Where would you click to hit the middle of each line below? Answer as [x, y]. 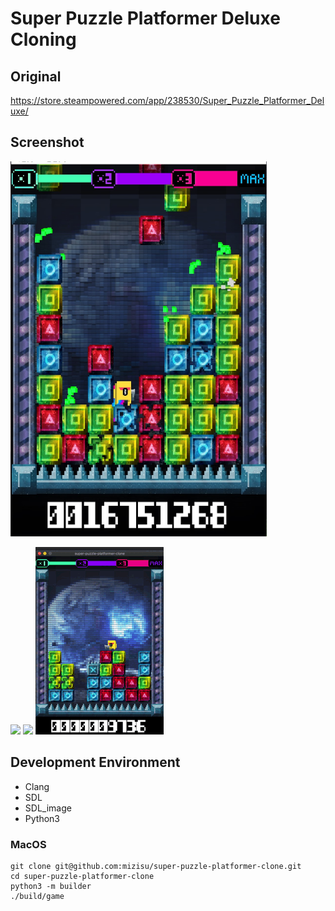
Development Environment [95, 762]
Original [36, 76]
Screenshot [47, 142]
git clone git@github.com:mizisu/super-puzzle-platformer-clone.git [156, 866]
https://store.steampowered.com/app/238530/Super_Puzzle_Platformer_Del [167, 100]
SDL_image [48, 808]
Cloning [43, 39]
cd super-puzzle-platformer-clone [82, 876]
